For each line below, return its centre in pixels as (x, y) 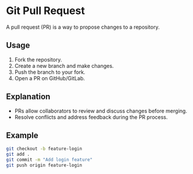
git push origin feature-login (44, 165)
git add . (18, 154)
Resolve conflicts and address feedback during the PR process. (91, 117)
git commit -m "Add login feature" (49, 160)
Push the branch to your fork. (50, 72)
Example (22, 135)
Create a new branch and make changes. (64, 66)
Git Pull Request (46, 11)
